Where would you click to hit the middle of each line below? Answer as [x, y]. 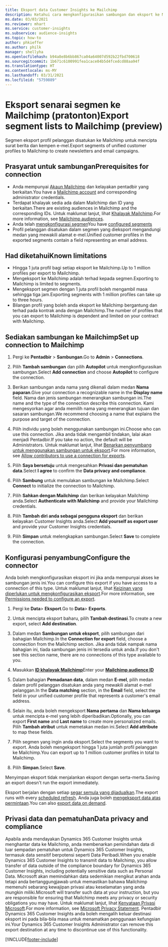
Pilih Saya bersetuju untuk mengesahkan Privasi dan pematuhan [80, 465]
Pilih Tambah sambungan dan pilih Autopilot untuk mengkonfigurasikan [87, 367]
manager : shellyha [24, 52]
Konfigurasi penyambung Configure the [68, 558]
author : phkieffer [24, 43]
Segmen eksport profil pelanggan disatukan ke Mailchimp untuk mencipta [81, 140]
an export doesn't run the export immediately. [52, 783]
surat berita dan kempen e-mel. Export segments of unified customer [76, 145]
